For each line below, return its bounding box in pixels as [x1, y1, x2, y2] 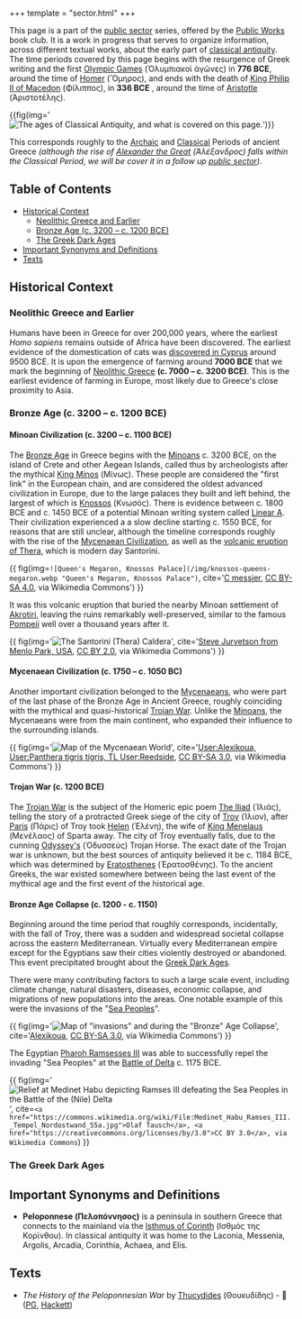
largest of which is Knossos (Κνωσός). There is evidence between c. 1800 [9, 497, 284, 508]
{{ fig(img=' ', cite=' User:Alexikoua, [9, 741, 256, 752]
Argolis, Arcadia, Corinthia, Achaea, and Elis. [22, 1239, 189, 1251]
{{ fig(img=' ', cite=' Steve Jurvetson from [9, 635, 279, 647]
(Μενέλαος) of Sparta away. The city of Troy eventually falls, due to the [9, 831, 276, 841]
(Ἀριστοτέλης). [9, 92, 66, 103]
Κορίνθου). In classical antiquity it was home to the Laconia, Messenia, [22, 1230, 286, 1241]
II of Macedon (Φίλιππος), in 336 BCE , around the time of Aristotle [9, 83, 258, 93]
